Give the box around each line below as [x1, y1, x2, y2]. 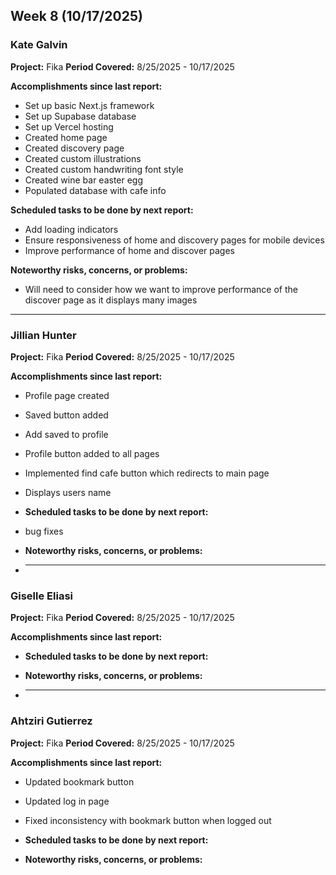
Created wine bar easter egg [24, 174, 144, 186]
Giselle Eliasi [10, 589, 74, 603]
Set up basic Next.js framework [24, 99, 155, 111]
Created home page [24, 131, 108, 143]
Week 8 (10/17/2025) [10, 8, 143, 25]
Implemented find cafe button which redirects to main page [24, 467, 270, 479]
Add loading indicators [24, 223, 119, 235]
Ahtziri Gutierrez [10, 714, 93, 728]
